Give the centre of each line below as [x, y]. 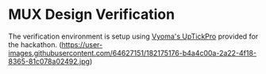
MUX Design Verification [92, 15]
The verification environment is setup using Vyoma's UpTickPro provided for [133, 36]
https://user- [82, 44]
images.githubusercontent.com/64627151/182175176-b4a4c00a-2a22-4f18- [132, 53]
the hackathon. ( [35, 44]
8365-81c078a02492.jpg [49, 61]
